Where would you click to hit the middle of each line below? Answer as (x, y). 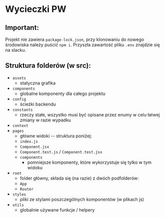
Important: (22, 28)
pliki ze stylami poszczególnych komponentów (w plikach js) (82, 199)
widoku (35, 167)
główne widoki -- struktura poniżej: (56, 136)
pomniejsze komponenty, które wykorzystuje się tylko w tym (89, 162)
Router (27, 189)
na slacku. (16, 50)
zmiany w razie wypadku (45, 120)
